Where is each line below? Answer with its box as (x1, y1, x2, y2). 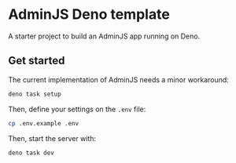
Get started (8, 54, 65, 67)
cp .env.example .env (8, 119, 79, 127)
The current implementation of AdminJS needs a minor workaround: (8, 74, 230, 84)
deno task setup (8, 90, 61, 98)
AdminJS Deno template (8, 5, 171, 24)
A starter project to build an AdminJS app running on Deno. (8, 31, 201, 41)
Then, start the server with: (8, 133, 97, 143)
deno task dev (8, 149, 55, 157)
